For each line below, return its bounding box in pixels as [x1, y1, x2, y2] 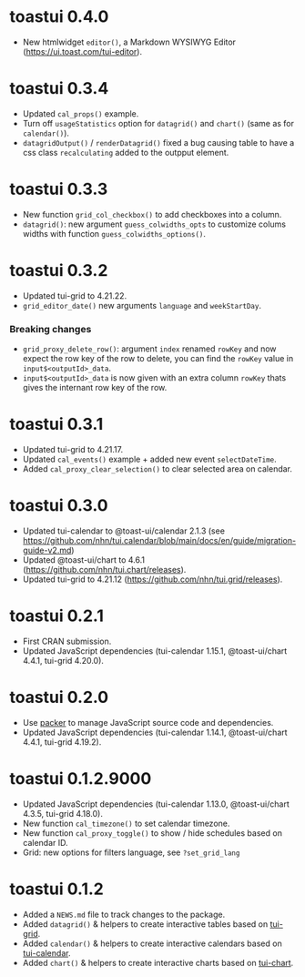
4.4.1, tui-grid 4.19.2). [22, 736, 102, 748]
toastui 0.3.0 [9, 495, 108, 516]
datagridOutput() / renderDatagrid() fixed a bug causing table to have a [22, 137, 295, 148]
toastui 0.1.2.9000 [9, 768, 152, 789]
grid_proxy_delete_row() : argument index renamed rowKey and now [22, 343, 277, 354]
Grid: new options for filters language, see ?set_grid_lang [22, 847, 240, 858]
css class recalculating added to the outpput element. [22, 147, 229, 158]
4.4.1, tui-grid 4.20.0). [22, 655, 105, 666]
